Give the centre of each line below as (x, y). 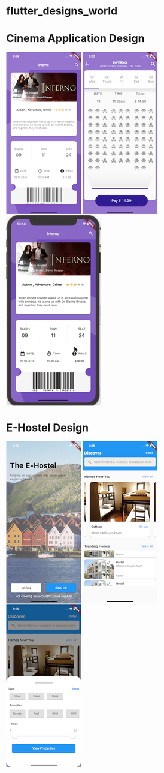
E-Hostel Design (48, 428)
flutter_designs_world (62, 11)
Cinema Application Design (75, 39)
